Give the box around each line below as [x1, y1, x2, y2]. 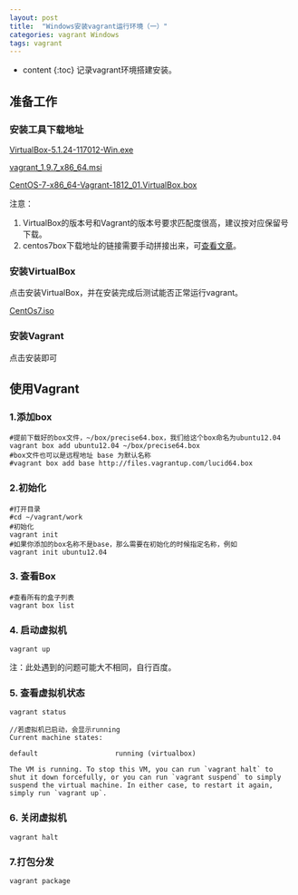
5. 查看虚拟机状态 [9, 686, 86, 699]
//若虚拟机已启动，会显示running [9, 725, 120, 734]
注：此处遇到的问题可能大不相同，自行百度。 [9, 662, 177, 673]
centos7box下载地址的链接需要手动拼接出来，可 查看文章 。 [22, 239, 242, 250]
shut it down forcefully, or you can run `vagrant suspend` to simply [9, 773, 282, 783]
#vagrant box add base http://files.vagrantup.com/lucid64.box [9, 459, 254, 468]
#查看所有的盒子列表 [9, 593, 75, 602]
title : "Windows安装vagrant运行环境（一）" [9, 22, 168, 31]
